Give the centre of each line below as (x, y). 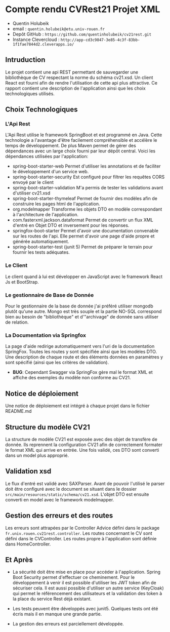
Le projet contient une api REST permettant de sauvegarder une (72, 72)
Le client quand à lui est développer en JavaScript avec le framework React (84, 276)
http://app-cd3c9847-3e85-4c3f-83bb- (100, 40)
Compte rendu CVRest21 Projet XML (83, 9)
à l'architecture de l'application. (46, 215)
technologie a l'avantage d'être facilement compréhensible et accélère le (81, 140)
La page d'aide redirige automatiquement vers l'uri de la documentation (80, 346)
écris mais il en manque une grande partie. (57, 614)
